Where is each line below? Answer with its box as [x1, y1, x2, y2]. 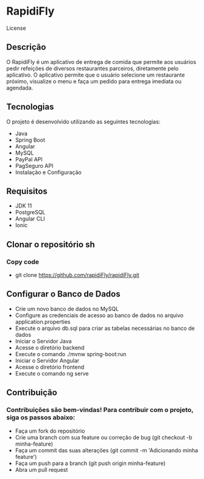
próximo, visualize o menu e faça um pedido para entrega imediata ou [6, 77, 181, 85]
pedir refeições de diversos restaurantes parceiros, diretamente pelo [6, 65, 179, 72]
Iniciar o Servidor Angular [15, 357, 80, 364]
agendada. [6, 84, 33, 91]
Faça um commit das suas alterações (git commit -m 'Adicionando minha [15, 446, 199, 454]
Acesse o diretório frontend [15, 363, 85, 371]
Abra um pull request [15, 466, 68, 473]
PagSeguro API [15, 162, 54, 169]
